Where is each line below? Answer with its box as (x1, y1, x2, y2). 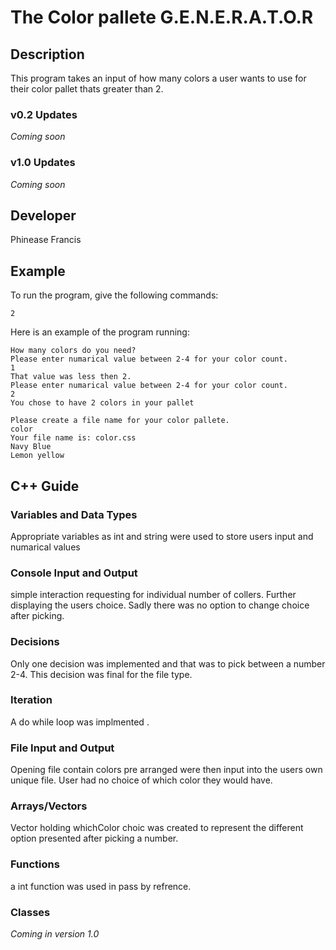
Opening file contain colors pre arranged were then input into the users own (10, 764, 323, 776)
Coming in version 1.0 (10, 927, 100, 940)
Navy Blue (10, 442, 52, 452)
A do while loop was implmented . (10, 716, 150, 728)
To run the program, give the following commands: (10, 289, 219, 301)
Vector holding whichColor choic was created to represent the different (10, 822, 304, 834)
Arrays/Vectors (10, 799, 88, 813)
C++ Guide (10, 477, 80, 495)
